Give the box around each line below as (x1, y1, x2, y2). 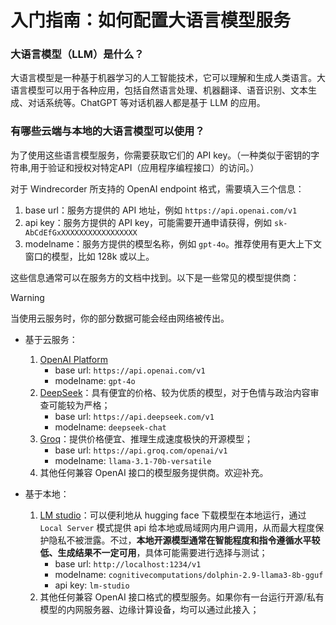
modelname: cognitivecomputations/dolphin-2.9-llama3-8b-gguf (54, 568, 324, 580)
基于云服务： (24, 333, 78, 345)
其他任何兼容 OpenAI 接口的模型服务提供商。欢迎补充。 (39, 466, 269, 478)
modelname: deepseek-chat (54, 421, 167, 433)
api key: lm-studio (54, 579, 130, 591)
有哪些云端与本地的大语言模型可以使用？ (10, 124, 205, 138)
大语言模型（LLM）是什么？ (10, 47, 145, 61)
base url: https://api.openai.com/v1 (54, 364, 206, 376)
